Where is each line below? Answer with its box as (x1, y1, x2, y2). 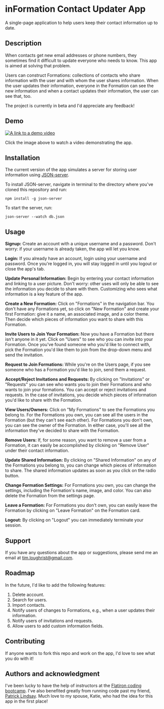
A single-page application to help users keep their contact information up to (5, 20, 158, 26)
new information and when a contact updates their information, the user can (5, 88, 159, 94)
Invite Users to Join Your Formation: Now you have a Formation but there (5, 331, 154, 337)
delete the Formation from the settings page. (5, 493, 95, 499)
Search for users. (12, 596, 47, 603)
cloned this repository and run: (5, 187, 67, 193)
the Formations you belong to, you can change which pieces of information (5, 462, 157, 468)
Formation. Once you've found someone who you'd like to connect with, (5, 342, 150, 348)
